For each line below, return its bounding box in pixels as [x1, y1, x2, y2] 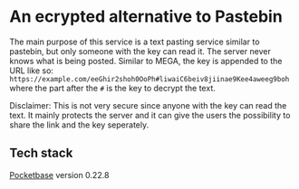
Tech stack [9, 146, 73, 161]
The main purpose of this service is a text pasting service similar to [9, 36, 260, 47]
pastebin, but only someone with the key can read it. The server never [9, 45, 272, 56]
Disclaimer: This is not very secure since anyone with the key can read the [9, 99, 287, 110]
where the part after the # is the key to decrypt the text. [9, 82, 216, 93]
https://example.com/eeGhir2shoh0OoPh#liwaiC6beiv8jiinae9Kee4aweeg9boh [9, 74, 290, 83]
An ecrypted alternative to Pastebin [9, 6, 283, 27]
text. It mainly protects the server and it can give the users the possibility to [9, 109, 291, 120]
